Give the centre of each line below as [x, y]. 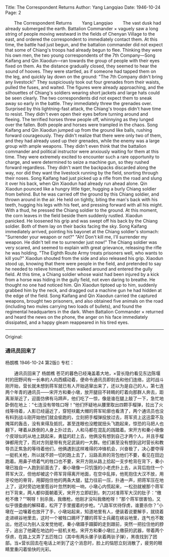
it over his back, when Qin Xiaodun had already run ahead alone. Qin [76, 183]
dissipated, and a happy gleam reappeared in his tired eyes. [67, 322]
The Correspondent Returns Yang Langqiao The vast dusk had [88, 23]
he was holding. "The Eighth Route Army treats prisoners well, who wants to [84, 253]
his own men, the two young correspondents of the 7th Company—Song [80, 55]
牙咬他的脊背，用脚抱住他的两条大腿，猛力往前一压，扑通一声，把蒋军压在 [82, 480]
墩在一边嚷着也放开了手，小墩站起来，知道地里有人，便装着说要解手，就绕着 [84, 512]
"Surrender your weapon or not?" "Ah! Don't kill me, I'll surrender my [76, 237]
